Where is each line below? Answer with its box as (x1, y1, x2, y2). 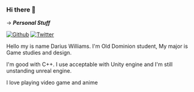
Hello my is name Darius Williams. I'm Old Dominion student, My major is (6, 42, 189, 50)
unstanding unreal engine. (6, 67, 72, 74)
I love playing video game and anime (6, 79, 99, 87)
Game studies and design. (6, 49, 72, 56)
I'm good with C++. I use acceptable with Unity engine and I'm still (6, 61, 173, 68)
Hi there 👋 (6, 5, 36, 14)
